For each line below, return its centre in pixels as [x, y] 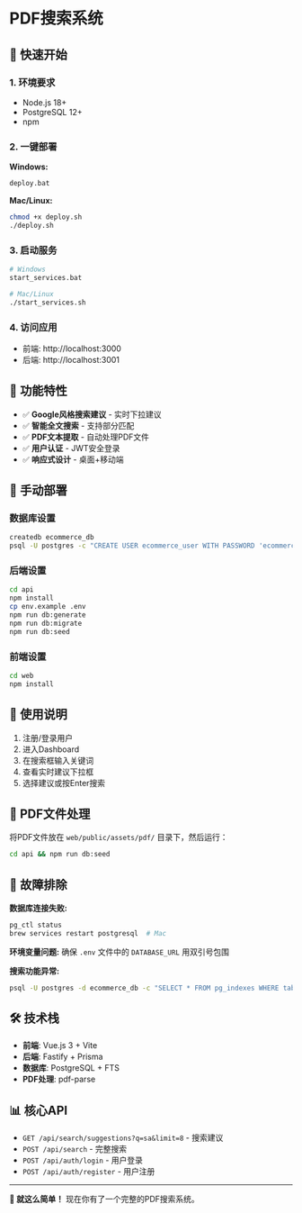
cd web [22, 675]
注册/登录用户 [48, 738]
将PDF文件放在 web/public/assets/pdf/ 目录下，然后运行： [119, 837]
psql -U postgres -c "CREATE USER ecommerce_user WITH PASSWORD [132, 546]
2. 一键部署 [33, 147]
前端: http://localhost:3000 [71, 349]
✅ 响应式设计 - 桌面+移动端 [73, 459]
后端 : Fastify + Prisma [62, 1057]
